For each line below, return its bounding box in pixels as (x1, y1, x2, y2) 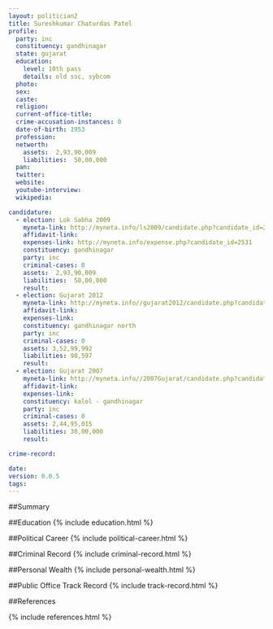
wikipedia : (15, 193, 53, 202)
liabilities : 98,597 (23, 352, 93, 360)
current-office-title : (15, 111, 93, 119)
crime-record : (8, 449, 57, 458)
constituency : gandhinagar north (23, 321, 136, 330)
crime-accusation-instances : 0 (15, 118, 122, 126)
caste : (15, 95, 38, 103)
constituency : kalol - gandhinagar (23, 397, 144, 405)
